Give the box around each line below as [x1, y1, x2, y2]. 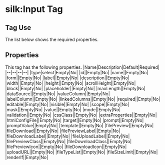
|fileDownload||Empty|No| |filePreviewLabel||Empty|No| [5, 128, 120, 134]
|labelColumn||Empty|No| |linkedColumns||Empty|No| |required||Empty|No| [5, 96, 160, 102]
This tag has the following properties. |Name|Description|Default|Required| [5, 64, 160, 70]
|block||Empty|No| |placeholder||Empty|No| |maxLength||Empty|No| [5, 85, 146, 91]
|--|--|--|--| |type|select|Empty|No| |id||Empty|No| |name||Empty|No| [5, 69, 148, 75]
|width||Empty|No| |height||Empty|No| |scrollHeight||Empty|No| [5, 80, 136, 86]
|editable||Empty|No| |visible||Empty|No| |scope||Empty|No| [5, 101, 129, 107]
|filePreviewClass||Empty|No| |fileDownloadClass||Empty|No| [5, 138, 132, 144]
